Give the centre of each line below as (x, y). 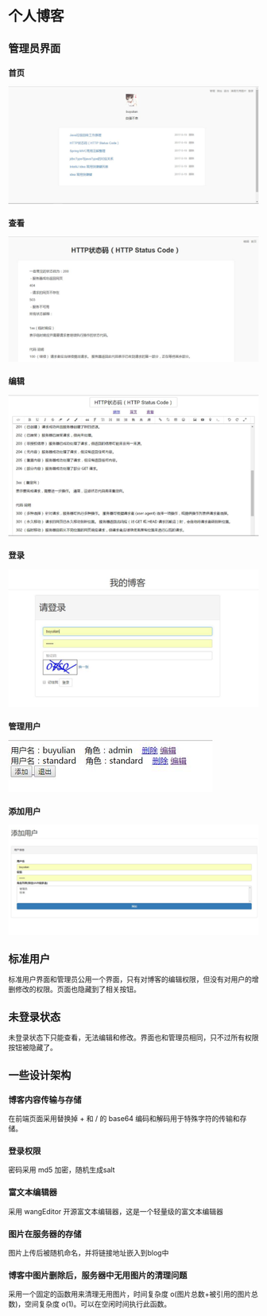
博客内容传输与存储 (45, 1100)
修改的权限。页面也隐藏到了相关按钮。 (77, 989)
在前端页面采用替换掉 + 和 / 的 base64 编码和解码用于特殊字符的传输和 (124, 1118)
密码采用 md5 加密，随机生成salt (62, 1170)
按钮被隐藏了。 (33, 1048)
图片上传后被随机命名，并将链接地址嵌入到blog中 (89, 1252)
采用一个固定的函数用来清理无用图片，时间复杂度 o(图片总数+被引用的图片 (130, 1295)
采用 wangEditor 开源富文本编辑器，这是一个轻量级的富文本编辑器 (116, 1211)
